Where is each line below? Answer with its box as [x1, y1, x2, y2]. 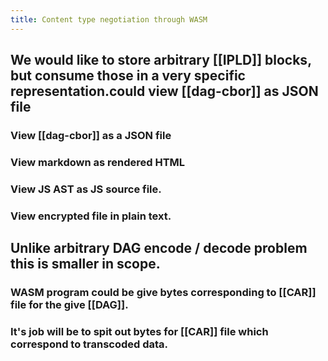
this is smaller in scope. [10, 256, 161, 273]
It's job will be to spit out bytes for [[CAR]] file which [10, 324, 269, 338]
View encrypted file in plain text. [10, 209, 172, 223]
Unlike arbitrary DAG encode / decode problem [10, 240, 308, 257]
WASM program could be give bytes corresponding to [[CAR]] [10, 286, 317, 300]
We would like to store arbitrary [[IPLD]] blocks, [10, 52, 312, 69]
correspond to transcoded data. [10, 337, 169, 351]
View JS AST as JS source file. [10, 182, 162, 196]
